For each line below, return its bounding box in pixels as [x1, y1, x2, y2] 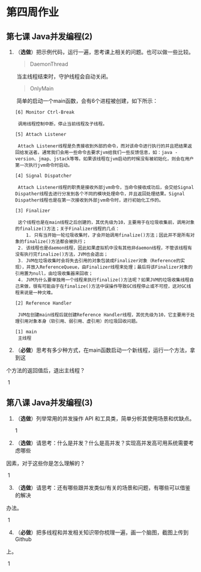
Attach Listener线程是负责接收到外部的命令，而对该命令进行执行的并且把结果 [17, 143, 188, 149]
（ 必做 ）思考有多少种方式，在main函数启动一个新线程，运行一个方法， [14, 346, 190, 354]
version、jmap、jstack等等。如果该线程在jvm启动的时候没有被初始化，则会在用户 [14, 156, 194, 162]
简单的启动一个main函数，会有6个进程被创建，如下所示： [16, 97, 158, 104]
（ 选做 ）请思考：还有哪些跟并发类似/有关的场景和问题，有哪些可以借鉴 [14, 484, 191, 491]
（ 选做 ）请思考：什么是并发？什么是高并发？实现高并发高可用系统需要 [14, 439, 189, 446]
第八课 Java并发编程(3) [6, 398, 93, 408]
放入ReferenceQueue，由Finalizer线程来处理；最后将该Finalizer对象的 [31, 264, 193, 270]
